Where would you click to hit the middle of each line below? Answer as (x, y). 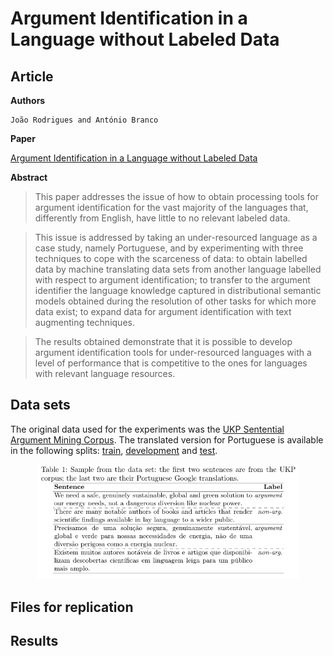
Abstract (29, 177)
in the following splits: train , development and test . (114, 450)
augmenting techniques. (84, 322)
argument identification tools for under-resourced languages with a (173, 352)
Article (32, 76)
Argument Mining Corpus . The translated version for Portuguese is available (167, 439)
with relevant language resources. (105, 373)
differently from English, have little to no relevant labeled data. (162, 218)
